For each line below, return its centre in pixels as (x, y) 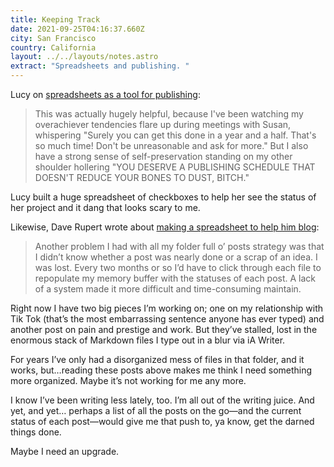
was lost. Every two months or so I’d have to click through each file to (178, 267)
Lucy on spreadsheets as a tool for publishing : (105, 94)
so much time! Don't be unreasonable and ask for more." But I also (171, 145)
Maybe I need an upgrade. (65, 451)
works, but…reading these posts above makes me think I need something (161, 370)
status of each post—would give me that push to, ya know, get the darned (162, 421)
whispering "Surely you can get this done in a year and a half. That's (175, 135)
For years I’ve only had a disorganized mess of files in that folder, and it (157, 359)
